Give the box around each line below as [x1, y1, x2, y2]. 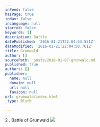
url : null [9, 85, 29, 90]
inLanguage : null [5, 21, 41, 26]
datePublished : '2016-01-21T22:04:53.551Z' [5, 39, 96, 44]
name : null [9, 76, 32, 81]
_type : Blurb [5, 99, 32, 104]
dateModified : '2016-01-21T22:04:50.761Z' [5, 44, 93, 49]
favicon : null [9, 90, 38, 95]
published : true [5, 62, 38, 67]
